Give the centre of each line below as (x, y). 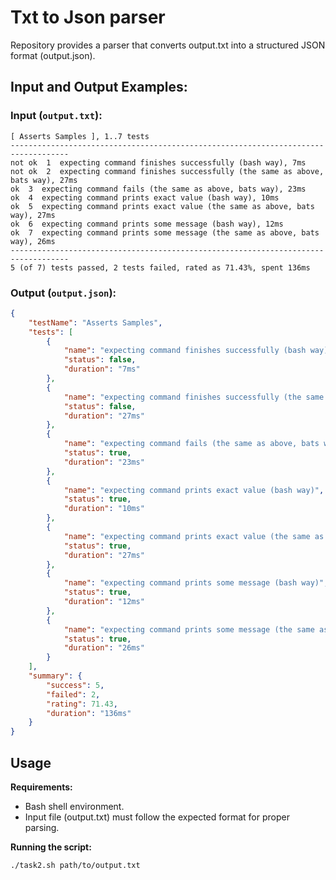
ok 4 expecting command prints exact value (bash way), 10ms (145, 197)
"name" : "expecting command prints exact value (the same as (194, 536)
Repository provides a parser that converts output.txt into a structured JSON (168, 45)
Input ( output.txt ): (56, 116)
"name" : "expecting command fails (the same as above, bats (191, 444)
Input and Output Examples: (99, 87)
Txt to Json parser (88, 17)
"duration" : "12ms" (104, 602)
